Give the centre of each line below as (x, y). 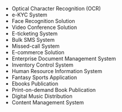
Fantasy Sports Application (44, 77)
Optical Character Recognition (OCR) (56, 9)
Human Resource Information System (57, 71)
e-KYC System (30, 15)
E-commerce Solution (38, 52)
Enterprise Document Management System (64, 59)
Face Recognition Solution (43, 21)
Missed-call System (35, 46)
